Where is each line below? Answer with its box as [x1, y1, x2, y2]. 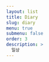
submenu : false [6, 31, 44, 37]
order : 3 [6, 36, 28, 42]
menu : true [6, 25, 33, 31]
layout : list [6, 8, 38, 15]
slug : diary [6, 19, 35, 25]
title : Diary [6, 14, 38, 20]
